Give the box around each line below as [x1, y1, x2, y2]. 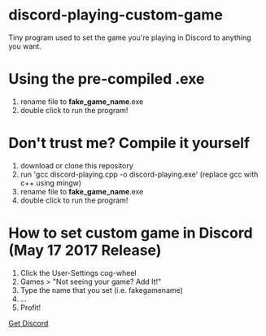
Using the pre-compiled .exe [8, 70, 205, 89]
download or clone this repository [20, 160, 134, 170]
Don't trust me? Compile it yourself [8, 134, 251, 152]
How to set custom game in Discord [8, 224, 254, 242]
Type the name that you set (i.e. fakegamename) [20, 285, 183, 295]
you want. [8, 41, 42, 50]
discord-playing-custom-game [8, 6, 224, 24]
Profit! [20, 303, 41, 312]
